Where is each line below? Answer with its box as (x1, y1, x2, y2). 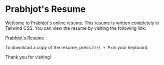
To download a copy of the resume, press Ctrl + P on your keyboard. (5, 44, 149, 50)
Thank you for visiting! (5, 54, 51, 60)
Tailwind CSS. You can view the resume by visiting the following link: (5, 25, 146, 31)
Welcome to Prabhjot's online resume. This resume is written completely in (5, 20, 159, 26)
